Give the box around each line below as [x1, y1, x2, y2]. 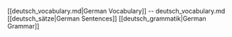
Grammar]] [7, 22, 40, 30]
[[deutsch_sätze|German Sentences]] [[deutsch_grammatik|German [7, 14, 206, 23]
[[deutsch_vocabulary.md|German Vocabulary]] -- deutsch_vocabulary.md [7, 7, 226, 15]
